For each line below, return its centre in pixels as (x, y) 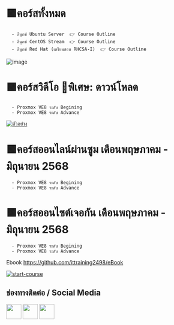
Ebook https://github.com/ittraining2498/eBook (65, 262)
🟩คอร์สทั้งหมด (36, 13)
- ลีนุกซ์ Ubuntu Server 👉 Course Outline (64, 34)
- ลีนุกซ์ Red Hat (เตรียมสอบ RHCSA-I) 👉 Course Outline (79, 49)
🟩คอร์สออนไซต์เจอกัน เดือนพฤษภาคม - (86, 213)
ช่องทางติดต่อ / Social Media (53, 293)
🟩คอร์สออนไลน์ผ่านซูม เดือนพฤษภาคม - (87, 150)
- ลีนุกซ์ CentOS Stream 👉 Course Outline (64, 41)
